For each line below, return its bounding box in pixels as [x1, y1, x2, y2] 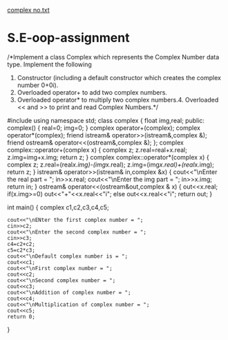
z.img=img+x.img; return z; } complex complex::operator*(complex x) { [7, 153, 209, 161]
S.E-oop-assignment [7, 30, 130, 46]
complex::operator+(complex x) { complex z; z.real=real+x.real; [7, 145, 188, 154]
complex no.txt [7, 6, 50, 14]
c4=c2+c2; [7, 240, 36, 247]
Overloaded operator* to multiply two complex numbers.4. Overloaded [17, 95, 219, 104]
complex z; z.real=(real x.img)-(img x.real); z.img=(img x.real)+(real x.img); [7, 160, 214, 169]
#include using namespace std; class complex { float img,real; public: [7, 116, 205, 124]
